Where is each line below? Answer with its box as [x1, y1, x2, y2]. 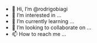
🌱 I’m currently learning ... [11, 18, 75, 24]
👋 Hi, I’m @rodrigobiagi [11, 6, 68, 12]
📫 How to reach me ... [11, 31, 66, 37]
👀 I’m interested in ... [11, 12, 62, 19]
